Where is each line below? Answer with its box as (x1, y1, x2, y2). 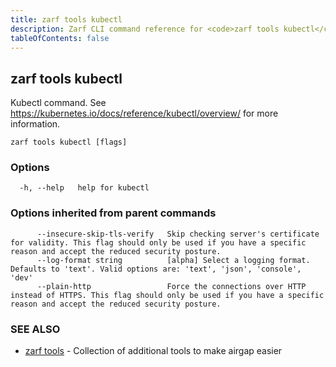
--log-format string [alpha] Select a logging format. (36, 255, 311, 265)
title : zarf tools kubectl (10, 14, 123, 25)
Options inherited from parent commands (10, 206, 217, 220)
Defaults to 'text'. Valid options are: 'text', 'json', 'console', (10, 264, 302, 274)
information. (10, 118, 61, 130)
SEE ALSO (10, 322, 61, 336)
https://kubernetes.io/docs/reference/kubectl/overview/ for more (10, 107, 279, 120)
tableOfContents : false (10, 33, 110, 43)
